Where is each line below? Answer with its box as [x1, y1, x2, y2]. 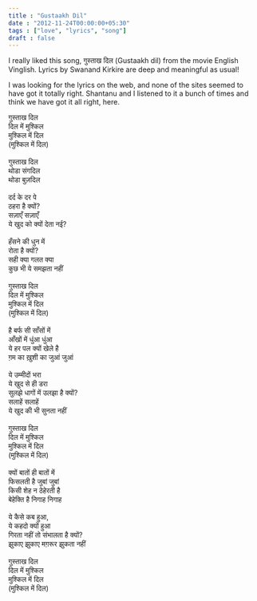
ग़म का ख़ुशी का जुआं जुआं [8, 353, 73, 362]
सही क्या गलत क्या [8, 255, 54, 264]
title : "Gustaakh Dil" [8, 11, 88, 20]
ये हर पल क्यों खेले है [8, 344, 59, 354]
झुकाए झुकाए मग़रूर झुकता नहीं [8, 540, 86, 549]
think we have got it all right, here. [8, 97, 120, 107]
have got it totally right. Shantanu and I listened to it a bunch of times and [8, 89, 249, 98]
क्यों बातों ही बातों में [8, 468, 55, 477]
